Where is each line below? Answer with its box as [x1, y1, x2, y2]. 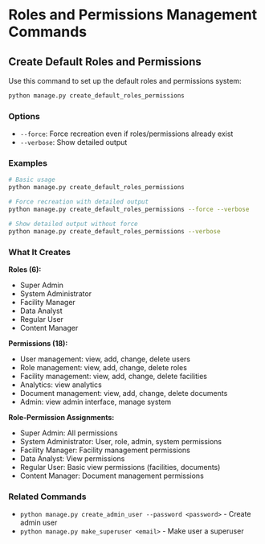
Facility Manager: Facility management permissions [19, 445, 190, 455]
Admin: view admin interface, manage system [19, 397, 171, 407]
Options [8, 110, 40, 122]
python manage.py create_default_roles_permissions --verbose [8, 227, 221, 235]
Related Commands [8, 491, 87, 502]
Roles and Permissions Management [8, 6, 258, 24]
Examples [8, 158, 48, 169]
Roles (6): [8, 265, 42, 274]
